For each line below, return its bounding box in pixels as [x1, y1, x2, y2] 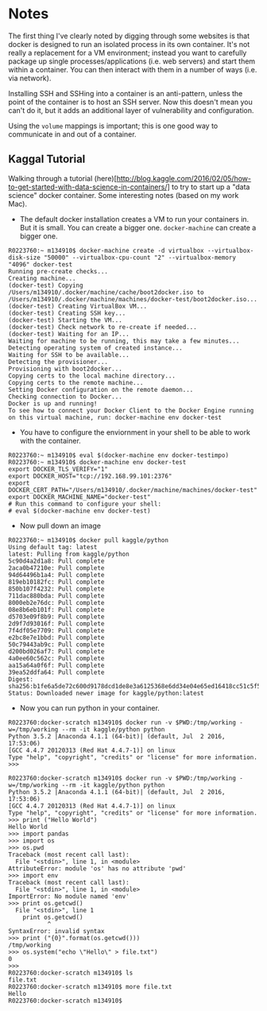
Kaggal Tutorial [8, 153, 86, 166]
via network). [8, 73, 52, 83]
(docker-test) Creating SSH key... [8, 309, 126, 317]
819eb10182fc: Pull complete [8, 578, 105, 586]
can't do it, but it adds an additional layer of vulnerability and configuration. [8, 105, 254, 115]
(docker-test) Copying [8, 281, 83, 289]
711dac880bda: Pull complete [8, 591, 105, 600]
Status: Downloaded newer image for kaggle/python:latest [8, 689, 204, 697]
